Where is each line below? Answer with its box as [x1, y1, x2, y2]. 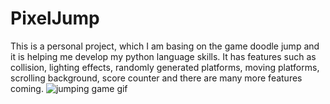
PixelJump [10, 7, 100, 30]
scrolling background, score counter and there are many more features [10, 72, 303, 84]
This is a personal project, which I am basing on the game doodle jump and [10, 40, 320, 52]
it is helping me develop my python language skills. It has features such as [10, 50, 317, 62]
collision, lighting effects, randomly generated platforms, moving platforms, [10, 61, 320, 73]
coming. [10, 82, 44, 94]
